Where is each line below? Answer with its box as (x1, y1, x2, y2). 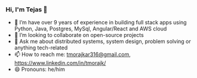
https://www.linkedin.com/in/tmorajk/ (14, 60, 106, 67)
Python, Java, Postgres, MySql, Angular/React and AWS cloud (14, 25, 167, 32)
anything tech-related (14, 44, 68, 51)
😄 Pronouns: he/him (14, 65, 65, 73)
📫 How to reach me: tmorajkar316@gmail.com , (14, 51, 131, 58)
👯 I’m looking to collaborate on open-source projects (14, 32, 144, 39)
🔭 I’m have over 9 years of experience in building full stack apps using (14, 19, 187, 26)
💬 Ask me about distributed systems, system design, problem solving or (14, 38, 192, 45)
